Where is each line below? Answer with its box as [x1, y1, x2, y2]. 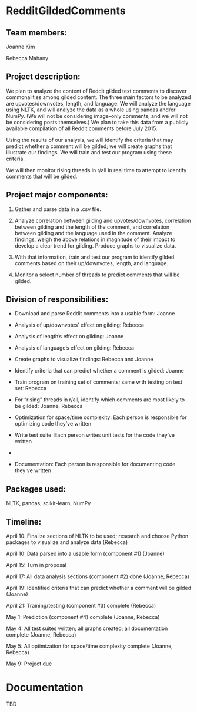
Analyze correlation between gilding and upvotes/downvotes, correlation [14, 217, 191, 224]
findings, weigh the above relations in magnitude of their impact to [14, 236, 176, 243]
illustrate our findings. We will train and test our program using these [6, 149, 172, 156]
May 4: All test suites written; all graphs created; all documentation [6, 625, 168, 632]
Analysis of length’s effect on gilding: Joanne [14, 333, 124, 340]
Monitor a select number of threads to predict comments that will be [14, 271, 180, 278]
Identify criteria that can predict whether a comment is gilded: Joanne [14, 367, 184, 374]
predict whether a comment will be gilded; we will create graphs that [6, 143, 172, 150]
